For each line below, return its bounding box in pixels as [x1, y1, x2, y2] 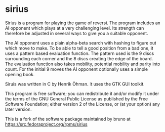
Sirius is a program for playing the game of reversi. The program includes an [5, 20, 161, 26]
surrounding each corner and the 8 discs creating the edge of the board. [5, 55, 153, 61]
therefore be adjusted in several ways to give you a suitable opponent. [5, 30, 148, 36]
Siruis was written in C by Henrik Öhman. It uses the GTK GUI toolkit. [5, 81, 145, 87]
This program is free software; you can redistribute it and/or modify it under [5, 90, 160, 96]
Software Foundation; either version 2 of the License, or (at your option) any [5, 101, 160, 107]
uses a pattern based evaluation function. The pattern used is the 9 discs [5, 50, 154, 56]
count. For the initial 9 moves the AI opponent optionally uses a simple [5, 66, 148, 72]
